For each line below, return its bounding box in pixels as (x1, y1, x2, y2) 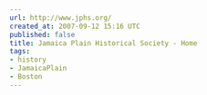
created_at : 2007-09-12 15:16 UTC (9, 22, 141, 31)
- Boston (9, 72, 43, 81)
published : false (9, 30, 76, 39)
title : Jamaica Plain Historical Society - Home (9, 38, 198, 48)
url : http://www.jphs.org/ (9, 13, 112, 23)
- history (9, 55, 47, 64)
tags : (9, 47, 30, 56)
